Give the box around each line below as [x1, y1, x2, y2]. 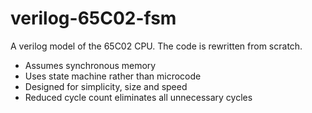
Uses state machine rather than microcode [24, 70, 202, 82]
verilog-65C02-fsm [10, 7, 177, 30]
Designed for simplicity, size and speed [24, 80, 188, 92]
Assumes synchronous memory [24, 59, 157, 71]
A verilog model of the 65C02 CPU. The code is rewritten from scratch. [10, 40, 303, 52]
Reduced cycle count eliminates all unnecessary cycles [24, 91, 253, 103]
